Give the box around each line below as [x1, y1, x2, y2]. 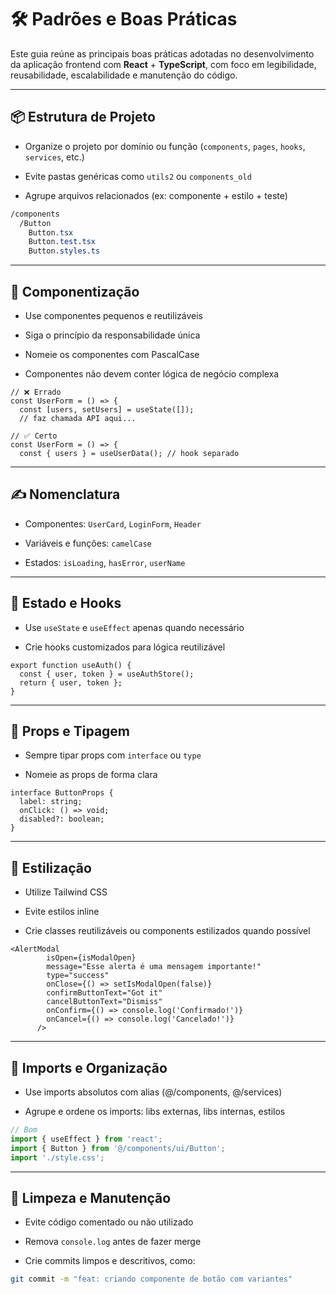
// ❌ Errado [10, 387, 62, 397]
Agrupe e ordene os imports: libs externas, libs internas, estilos [24, 1106, 286, 1117]
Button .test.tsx [28, 237, 97, 247]
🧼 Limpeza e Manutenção [10, 1189, 172, 1206]
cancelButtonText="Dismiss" [46, 997, 163, 1007]
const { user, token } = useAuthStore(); [19, 669, 195, 679]
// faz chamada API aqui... [19, 413, 137, 423]
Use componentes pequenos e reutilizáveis [24, 309, 203, 321]
